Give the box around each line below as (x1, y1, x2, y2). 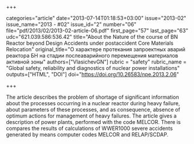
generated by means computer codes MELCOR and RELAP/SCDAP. (6, 131, 169, 138)
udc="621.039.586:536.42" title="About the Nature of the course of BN (6, 34, 178, 40)
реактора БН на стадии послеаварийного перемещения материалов (6, 52, 179, 59)
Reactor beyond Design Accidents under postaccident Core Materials (6, 39, 174, 46)
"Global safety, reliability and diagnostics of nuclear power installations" (6, 65, 180, 71)
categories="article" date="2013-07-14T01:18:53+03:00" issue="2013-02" (6, 15, 186, 21)
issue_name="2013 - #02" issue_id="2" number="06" (6, 21, 137, 28)
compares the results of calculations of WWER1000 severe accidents (6, 125, 173, 132)
